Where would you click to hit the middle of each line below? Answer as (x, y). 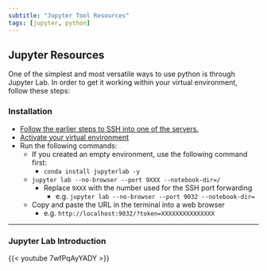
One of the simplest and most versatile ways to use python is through (122, 74)
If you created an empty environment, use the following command (139, 154)
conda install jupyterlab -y (92, 171)
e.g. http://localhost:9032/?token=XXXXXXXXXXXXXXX (129, 213)
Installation (31, 112)
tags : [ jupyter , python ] (49, 23)
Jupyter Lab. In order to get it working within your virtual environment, (123, 82)
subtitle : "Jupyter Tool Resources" (69, 15)
